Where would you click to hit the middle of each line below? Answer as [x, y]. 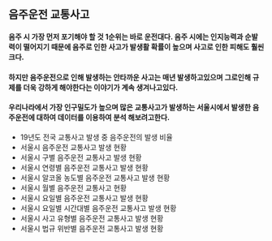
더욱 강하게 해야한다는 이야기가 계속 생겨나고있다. [101, 87]
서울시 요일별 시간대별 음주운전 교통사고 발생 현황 [98, 208]
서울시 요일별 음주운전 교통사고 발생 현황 [84, 198]
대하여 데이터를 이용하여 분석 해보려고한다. [103, 118]
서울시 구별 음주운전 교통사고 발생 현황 [81, 157]
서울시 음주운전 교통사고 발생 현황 [73, 147]
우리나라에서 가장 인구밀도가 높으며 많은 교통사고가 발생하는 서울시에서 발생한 [130, 107]
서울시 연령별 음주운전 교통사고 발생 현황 [84, 167]
